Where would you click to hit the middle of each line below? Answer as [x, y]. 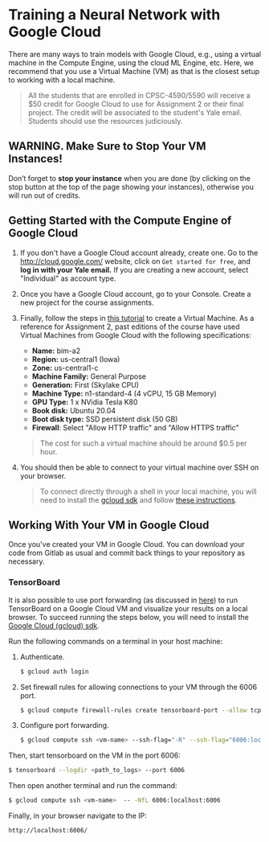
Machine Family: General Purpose [89, 376]
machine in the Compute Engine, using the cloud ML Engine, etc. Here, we [131, 63]
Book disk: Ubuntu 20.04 [74, 410]
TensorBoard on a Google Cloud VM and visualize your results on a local [128, 608]
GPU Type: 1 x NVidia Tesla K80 [85, 402]
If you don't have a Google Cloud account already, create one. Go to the [139, 253]
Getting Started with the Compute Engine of [120, 221]
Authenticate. [42, 656]
